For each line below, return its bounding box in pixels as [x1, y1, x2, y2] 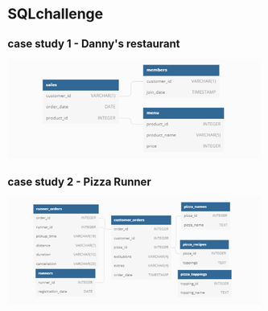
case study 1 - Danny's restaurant [7, 37, 180, 51]
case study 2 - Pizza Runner [7, 175, 152, 189]
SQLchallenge [7, 5, 104, 23]
